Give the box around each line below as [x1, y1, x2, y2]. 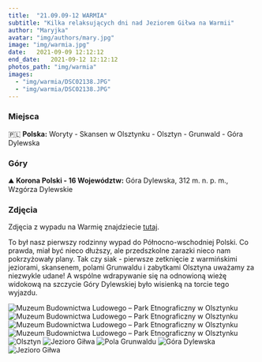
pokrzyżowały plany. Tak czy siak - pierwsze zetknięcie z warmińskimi [8, 255, 238, 264]
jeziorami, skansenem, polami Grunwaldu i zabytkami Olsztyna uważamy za [8, 262, 255, 273]
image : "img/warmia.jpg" [8, 41, 90, 49]
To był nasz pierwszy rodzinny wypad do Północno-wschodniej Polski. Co [8, 238, 249, 247]
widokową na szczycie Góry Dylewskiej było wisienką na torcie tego [8, 280, 230, 289]
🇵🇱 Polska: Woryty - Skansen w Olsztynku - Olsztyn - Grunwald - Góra [8, 129, 243, 138]
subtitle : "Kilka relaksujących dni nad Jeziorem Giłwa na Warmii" [8, 19, 235, 27]
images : [8, 70, 34, 78]
